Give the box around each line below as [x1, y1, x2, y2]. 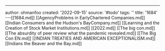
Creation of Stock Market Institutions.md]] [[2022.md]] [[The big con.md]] [5, 25, 155, 31]
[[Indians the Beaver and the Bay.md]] [5, 41, 82, 46]
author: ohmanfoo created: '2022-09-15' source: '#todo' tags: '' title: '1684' [5, 10, 158, 15]
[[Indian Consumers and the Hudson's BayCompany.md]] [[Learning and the [5, 20, 160, 26]
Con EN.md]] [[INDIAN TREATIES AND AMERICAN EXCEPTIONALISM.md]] [5, 35, 156, 41]
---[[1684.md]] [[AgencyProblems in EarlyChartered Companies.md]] [5, 15, 145, 20]
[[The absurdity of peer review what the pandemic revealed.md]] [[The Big [5, 30, 156, 36]
